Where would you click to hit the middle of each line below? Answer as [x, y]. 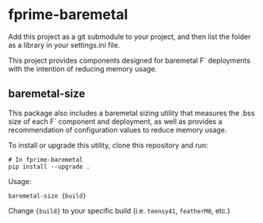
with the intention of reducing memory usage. [83, 68]
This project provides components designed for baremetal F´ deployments [130, 60]
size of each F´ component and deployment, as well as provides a [115, 121]
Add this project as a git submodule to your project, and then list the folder [130, 37]
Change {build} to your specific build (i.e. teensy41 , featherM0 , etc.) [119, 210]
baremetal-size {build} [48, 196]
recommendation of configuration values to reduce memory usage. [118, 129]
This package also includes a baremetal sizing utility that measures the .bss [131, 113]
